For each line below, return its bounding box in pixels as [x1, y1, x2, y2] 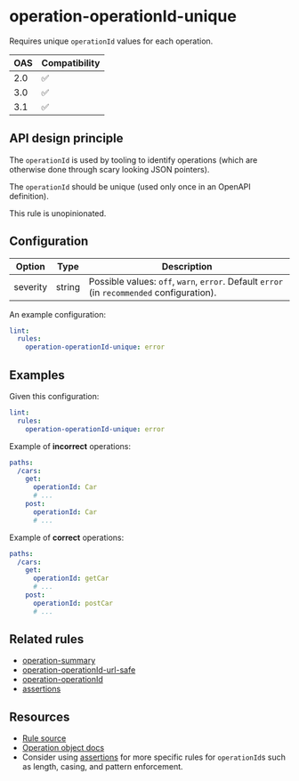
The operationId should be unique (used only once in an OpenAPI [9, 181, 251, 192]
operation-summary [21, 656, 96, 666]
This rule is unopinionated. [9, 207, 107, 219]
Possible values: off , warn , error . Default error [88, 275, 284, 287]
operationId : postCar [32, 599, 114, 608]
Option [15, 260, 46, 272]
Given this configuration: [9, 391, 100, 401]
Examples [9, 367, 65, 382]
